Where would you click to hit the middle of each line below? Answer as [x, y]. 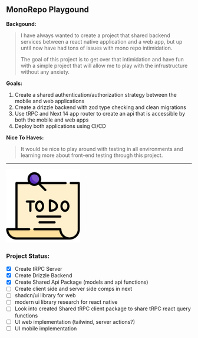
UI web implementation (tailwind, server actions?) [75, 321]
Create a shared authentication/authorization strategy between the [95, 94]
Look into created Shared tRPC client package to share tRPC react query [103, 309]
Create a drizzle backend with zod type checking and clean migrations [100, 107]
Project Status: [28, 256]
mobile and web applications [49, 101]
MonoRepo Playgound [48, 10]
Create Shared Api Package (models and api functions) [81, 282]
